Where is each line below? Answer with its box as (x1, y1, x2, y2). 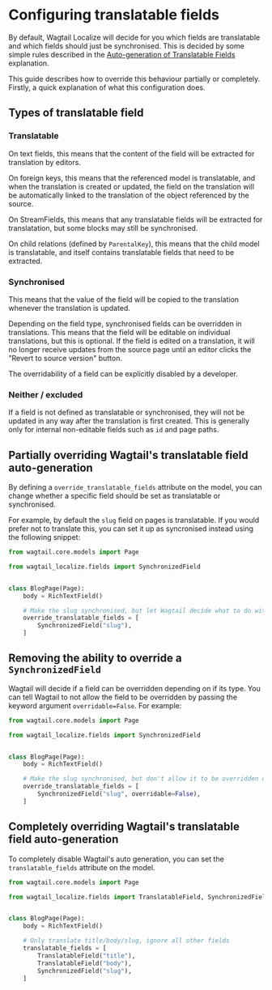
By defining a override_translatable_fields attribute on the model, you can (8, 482, 262, 492)
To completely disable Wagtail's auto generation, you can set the (8, 854, 224, 864)
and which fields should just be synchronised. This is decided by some (8, 40, 244, 50)
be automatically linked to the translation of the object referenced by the (8, 190, 249, 200)
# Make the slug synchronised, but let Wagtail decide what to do (23, 606, 252, 614)
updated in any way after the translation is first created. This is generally (8, 416, 249, 426)
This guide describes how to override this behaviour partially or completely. (8, 74, 261, 83)
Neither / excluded (8, 389, 83, 400)
